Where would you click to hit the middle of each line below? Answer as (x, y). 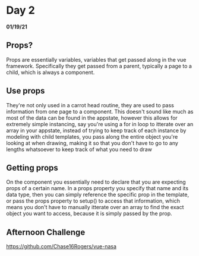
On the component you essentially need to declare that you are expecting (96, 182)
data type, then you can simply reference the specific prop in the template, (97, 195)
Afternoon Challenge (46, 232)
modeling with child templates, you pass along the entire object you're (92, 136)
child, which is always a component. (50, 72)
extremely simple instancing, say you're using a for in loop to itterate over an (100, 124)
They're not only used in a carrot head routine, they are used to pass (90, 105)
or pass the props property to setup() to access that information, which (93, 201)
